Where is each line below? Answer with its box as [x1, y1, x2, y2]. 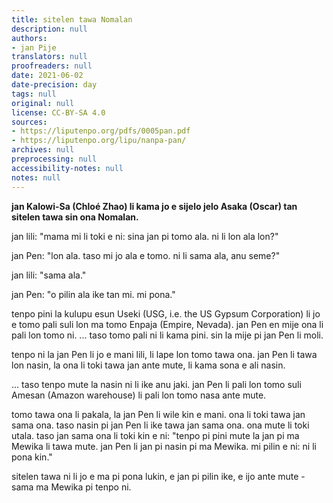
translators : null [11, 52, 88, 62]
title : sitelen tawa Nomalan [11, 14, 133, 25]
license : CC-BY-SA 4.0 [11, 107, 106, 118]
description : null [11, 24, 88, 34]
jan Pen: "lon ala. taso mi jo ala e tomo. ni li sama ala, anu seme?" [11, 249, 281, 261]
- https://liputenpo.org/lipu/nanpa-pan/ [11, 136, 187, 146]
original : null [11, 98, 75, 108]
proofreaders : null [11, 61, 93, 71]
